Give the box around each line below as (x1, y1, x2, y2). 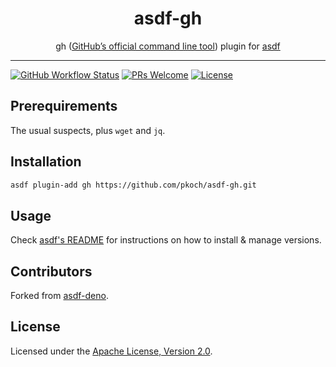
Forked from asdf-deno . (10, 290, 109, 302)
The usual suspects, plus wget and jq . (10, 124, 166, 136)
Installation (10, 153, 82, 171)
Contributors (10, 263, 93, 280)
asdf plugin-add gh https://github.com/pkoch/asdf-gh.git (10, 180, 257, 190)
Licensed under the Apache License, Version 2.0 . (10, 345, 213, 357)
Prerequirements (10, 98, 118, 115)
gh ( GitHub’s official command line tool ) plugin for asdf (55, 40, 281, 52)
